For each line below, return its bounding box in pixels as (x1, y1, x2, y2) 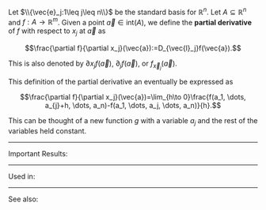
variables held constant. (8, 126, 87, 136)
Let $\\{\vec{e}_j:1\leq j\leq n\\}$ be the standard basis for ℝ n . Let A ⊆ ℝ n (8, 6, 247, 17)
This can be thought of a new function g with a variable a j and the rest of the (8, 116, 258, 128)
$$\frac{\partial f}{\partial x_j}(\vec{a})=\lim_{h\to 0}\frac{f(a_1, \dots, (19, 92, 247, 102)
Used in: (8, 172, 36, 182)
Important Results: (8, 149, 68, 159)
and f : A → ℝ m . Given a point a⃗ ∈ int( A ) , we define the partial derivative (8, 16, 252, 27)
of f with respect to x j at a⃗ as (8, 26, 106, 38)
